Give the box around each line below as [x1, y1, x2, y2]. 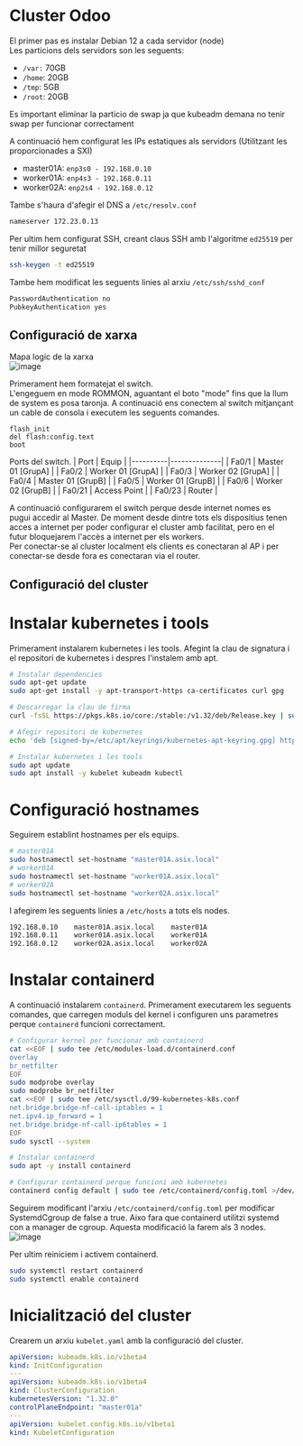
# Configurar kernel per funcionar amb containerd [9, 1036, 204, 1045]
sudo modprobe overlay [9, 1078, 95, 1088]
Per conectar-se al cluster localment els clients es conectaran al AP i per [9, 541, 280, 552]
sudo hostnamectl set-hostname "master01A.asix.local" [9, 855, 220, 865]
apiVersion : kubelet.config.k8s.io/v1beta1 [9, 1419, 176, 1429]
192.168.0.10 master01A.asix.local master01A [9, 922, 207, 932]
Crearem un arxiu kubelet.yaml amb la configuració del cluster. [9, 1335, 243, 1346]
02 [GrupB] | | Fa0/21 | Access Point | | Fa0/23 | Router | [9, 485, 218, 496]
